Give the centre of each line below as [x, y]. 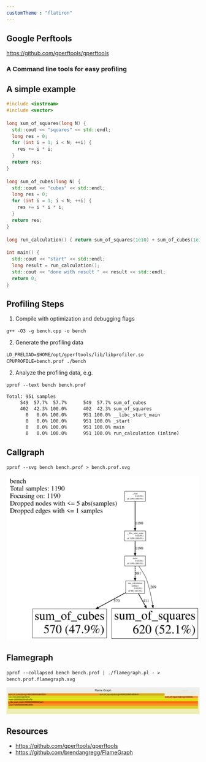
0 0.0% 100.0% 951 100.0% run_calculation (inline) [102, 433]
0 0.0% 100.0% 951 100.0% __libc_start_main [93, 415]
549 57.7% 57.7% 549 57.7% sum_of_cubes [83, 403]
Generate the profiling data [49, 343]
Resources [27, 731]
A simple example [41, 89]
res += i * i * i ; [41, 208]
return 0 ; [24, 278]
